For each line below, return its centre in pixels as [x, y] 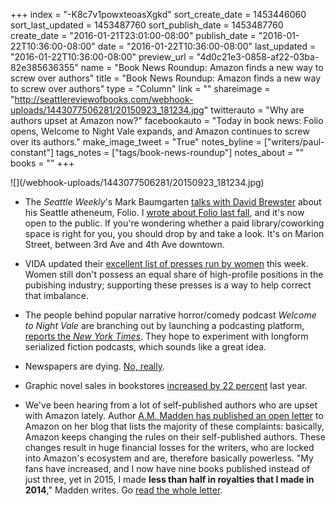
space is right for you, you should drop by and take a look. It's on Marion [174, 233]
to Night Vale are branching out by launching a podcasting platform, [164, 325]
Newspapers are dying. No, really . [94, 366]
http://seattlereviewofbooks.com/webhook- [104, 99]
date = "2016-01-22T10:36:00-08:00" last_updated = [207, 46]
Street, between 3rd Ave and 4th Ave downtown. [124, 244]
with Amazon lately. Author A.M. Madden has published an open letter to [174, 415]
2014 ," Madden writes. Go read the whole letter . [123, 490]
